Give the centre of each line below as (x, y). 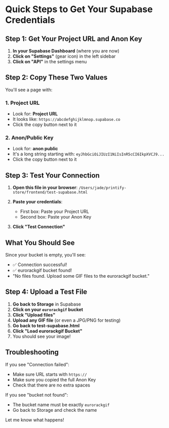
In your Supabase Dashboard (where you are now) (66, 51)
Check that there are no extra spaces (51, 385)
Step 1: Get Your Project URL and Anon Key (74, 39)
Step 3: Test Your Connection (53, 175)
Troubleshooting (32, 352)
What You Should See (40, 243)
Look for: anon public (35, 149)
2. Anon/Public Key (29, 138)
